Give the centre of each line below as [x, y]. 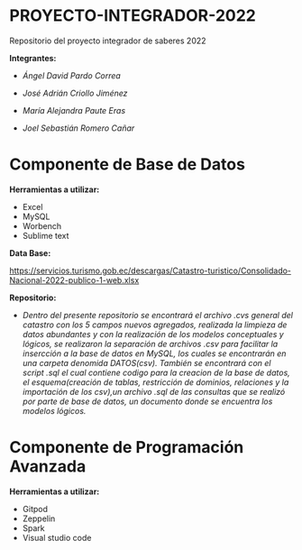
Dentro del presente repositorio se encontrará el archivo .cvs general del [157, 315]
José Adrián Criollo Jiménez [75, 93]
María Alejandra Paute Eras [74, 110]
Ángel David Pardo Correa [72, 75]
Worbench [42, 225]
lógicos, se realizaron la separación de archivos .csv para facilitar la [150, 344]
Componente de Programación [127, 448]
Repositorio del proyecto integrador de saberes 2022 [108, 41]
